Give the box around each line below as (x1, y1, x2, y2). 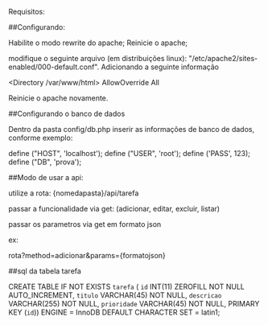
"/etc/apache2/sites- (188, 54, 258, 63)
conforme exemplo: (8, 133, 73, 142)
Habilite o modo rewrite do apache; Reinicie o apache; (8, 38, 188, 47)
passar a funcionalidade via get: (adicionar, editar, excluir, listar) (8, 204, 220, 213)
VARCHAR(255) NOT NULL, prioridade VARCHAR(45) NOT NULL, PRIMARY (8, 299, 260, 308)
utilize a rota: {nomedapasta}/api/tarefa (8, 188, 139, 198)
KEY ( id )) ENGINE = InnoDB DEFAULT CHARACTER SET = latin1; (8, 307, 221, 317)
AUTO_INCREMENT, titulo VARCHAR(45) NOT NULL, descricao (8, 290, 222, 300)
